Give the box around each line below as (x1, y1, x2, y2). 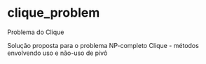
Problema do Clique (7, 28, 64, 36)
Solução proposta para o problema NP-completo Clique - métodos (7, 41, 200, 49)
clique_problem (7, 5, 100, 21)
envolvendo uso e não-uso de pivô (7, 49, 108, 57)
